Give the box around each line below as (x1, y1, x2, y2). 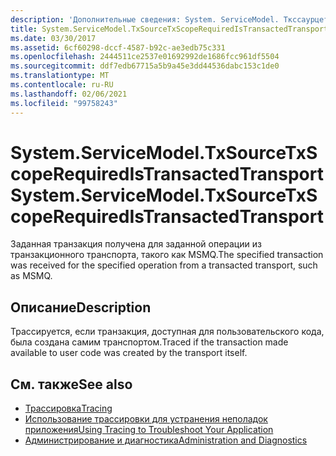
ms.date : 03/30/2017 (10, 33, 97, 43)
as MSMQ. (10, 270, 53, 282)
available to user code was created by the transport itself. (10, 347, 248, 359)
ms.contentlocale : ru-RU (10, 80, 114, 90)
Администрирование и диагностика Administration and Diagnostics (24, 434, 308, 446)
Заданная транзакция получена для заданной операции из (10, 238, 262, 250)
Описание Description (10, 299, 152, 316)
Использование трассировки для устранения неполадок (24, 413, 268, 425)
